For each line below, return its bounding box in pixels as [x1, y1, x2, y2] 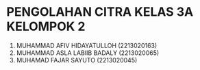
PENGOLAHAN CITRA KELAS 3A [6, 4, 194, 20]
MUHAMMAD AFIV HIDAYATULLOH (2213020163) [16, 41, 158, 49]
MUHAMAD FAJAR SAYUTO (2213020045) [16, 56, 138, 64]
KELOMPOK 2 [6, 19, 86, 34]
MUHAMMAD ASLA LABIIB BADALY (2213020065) [16, 49, 160, 57]
